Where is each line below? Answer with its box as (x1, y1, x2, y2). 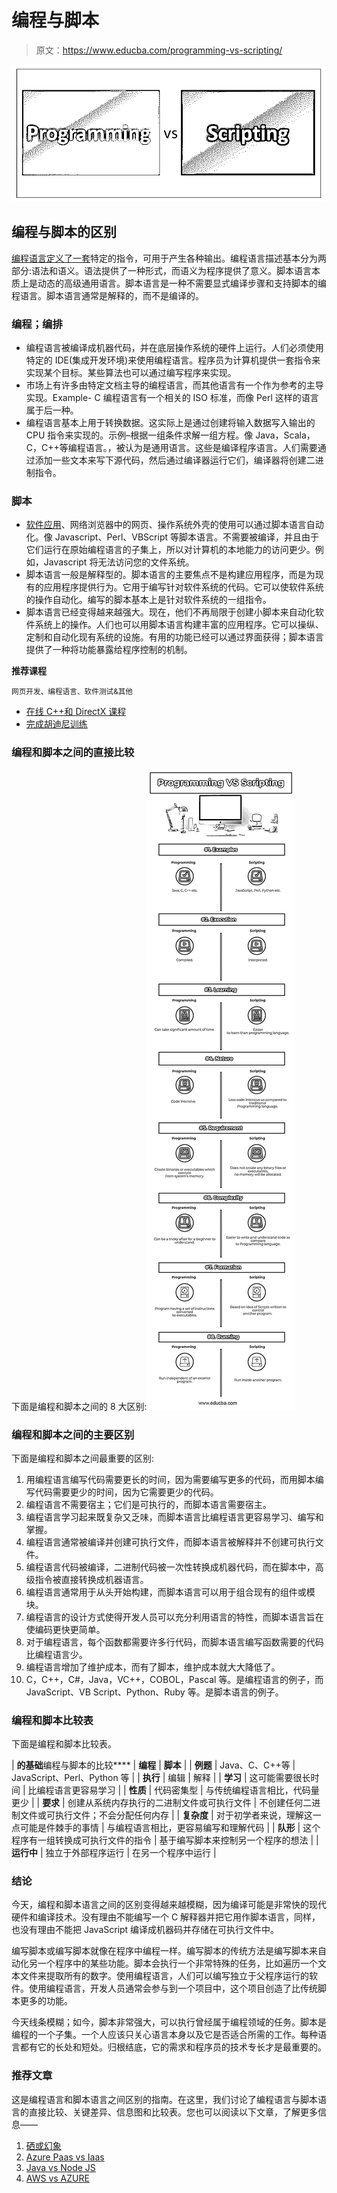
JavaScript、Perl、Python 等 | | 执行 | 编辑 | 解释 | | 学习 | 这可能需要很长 (11, 1772, 311, 1784)
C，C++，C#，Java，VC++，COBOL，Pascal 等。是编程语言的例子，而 (25, 1673, 324, 1685)
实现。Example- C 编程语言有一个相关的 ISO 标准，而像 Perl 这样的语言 (25, 391, 319, 403)
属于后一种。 (25, 404, 79, 416)
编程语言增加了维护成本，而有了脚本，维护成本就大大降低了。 (25, 1661, 281, 1673)
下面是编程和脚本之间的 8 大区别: (11, 1400, 148, 1412)
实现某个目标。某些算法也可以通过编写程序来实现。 (25, 366, 237, 378)
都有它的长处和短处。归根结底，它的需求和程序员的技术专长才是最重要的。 (19, 2041, 327, 2053)
